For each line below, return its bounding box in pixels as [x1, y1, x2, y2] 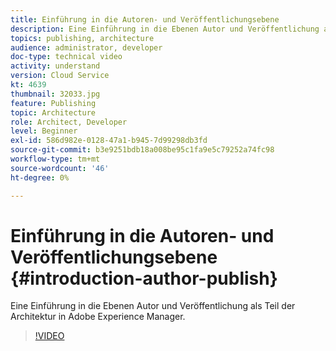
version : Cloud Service [10, 71, 110, 81]
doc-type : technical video [10, 52, 123, 62]
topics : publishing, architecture [10, 33, 155, 43]
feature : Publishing [10, 98, 97, 108]
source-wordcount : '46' [10, 163, 110, 173]
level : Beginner [10, 126, 78, 136]
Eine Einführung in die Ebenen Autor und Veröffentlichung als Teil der [10, 300, 296, 312]
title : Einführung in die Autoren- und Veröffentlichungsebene [10, 14, 280, 25]
